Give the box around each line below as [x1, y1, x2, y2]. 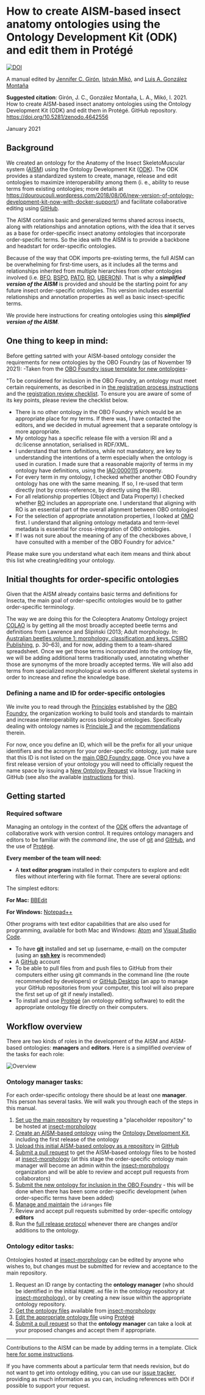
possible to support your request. [6, 1382, 90, 1389]
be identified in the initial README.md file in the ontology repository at [15, 1287, 185, 1295]
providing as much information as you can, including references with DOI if [6, 1375, 195, 1383]
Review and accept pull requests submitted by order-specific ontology [15, 1207, 192, 1215]
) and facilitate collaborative [117, 198, 187, 205]
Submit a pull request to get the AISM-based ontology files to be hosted [15, 1149, 196, 1156]
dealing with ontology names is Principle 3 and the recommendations [6, 722, 180, 730]
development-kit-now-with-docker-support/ [6, 198, 118, 205]
